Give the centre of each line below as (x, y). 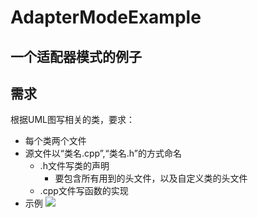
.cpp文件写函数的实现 (84, 191)
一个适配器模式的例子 (76, 56)
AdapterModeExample (106, 17)
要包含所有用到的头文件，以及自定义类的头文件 (151, 178)
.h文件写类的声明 (74, 166)
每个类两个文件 (55, 141)
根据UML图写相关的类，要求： (72, 120)
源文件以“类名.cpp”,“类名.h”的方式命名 (103, 153)
